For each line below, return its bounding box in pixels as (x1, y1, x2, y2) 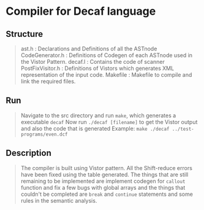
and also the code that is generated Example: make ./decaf (20, 125, 170, 132)
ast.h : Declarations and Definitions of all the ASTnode (20, 45, 157, 52)
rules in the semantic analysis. (20, 196, 97, 204)
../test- (172, 126, 194, 132)
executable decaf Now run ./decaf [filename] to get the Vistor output (20, 118, 198, 125)
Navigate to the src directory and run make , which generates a (20, 112, 176, 119)
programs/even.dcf (20, 131, 68, 138)
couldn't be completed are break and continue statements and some (20, 190, 194, 198)
